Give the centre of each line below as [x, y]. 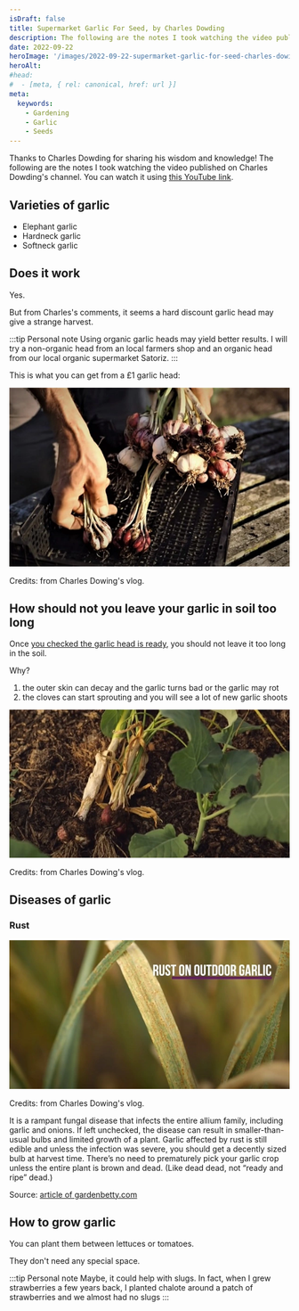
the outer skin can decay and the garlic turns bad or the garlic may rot [150, 688]
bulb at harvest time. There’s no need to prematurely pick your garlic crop [144, 1158]
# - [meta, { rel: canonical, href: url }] [93, 85]
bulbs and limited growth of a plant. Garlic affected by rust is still [149, 1139]
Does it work [45, 273]
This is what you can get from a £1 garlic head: [95, 375]
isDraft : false [37, 19]
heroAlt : [25, 66]
